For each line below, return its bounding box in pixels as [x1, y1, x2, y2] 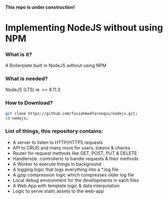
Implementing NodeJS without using [5, 22, 163, 33]
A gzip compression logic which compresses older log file [12, 172, 134, 178]
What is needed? [5, 75, 48, 82]
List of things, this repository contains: [5, 128, 103, 135]
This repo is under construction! [5, 4, 75, 10]
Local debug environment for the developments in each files [12, 177, 139, 183]
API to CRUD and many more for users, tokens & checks [12, 145, 131, 151]
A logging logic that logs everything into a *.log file [12, 166, 119, 173]
